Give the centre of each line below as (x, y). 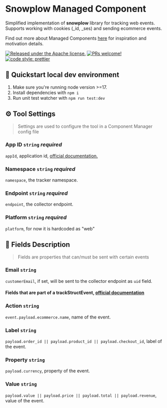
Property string (25, 360)
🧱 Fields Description (38, 245)
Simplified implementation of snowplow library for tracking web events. (80, 23)
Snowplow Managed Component (76, 9)
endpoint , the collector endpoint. (39, 205)
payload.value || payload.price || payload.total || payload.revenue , (81, 395)
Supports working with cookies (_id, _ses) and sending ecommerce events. (84, 28)
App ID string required (34, 144)
